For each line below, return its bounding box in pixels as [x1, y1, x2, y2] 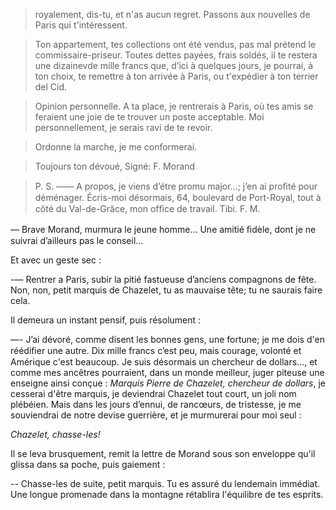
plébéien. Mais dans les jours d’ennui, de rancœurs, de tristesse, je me [10, 399, 302, 410]
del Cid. [34, 81, 68, 93]
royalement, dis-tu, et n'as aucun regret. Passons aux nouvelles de [34, 9, 311, 20]
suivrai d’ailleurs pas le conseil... [10, 235, 144, 246]
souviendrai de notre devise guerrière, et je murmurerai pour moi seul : [10, 409, 302, 421]
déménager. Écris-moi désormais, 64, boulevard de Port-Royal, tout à [34, 192, 322, 203]
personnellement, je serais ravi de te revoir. [34, 122, 213, 133]
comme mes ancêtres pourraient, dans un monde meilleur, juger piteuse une [10, 367, 325, 378]
